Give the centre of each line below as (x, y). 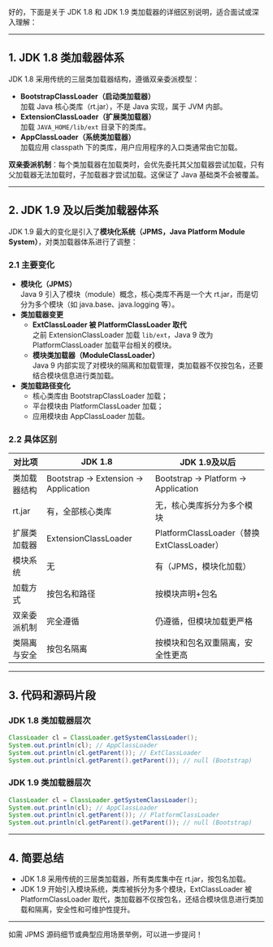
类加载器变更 (41, 314)
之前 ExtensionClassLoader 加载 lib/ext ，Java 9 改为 (123, 334)
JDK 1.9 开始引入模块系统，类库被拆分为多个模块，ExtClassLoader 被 (136, 889)
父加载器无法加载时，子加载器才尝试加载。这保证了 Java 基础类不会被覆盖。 (136, 174)
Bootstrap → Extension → (95, 478)
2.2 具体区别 (33, 439)
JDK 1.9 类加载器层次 (50, 783)
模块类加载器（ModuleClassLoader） (96, 355)
